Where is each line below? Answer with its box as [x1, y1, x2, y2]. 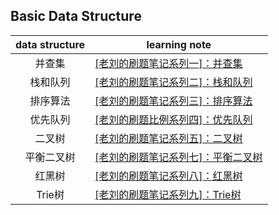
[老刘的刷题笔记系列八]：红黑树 [94, 169, 243, 183]
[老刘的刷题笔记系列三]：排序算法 [94, 94, 253, 108]
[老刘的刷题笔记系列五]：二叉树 [94, 131, 243, 145]
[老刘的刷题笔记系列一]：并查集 [94, 56, 243, 70]
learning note [146, 37, 212, 51]
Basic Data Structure [10, 8, 142, 25]
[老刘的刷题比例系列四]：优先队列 [94, 112, 253, 126]
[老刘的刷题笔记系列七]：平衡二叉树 [94, 150, 263, 164]
